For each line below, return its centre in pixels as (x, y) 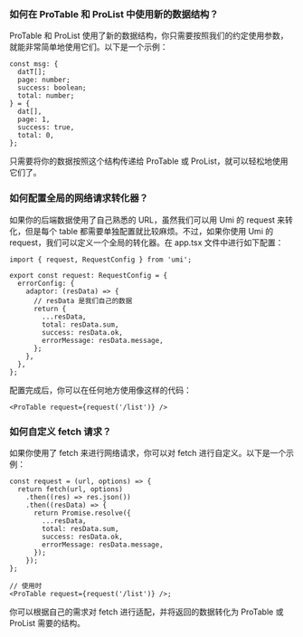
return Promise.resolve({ (82, 513)
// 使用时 (26, 585)
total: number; (46, 96)
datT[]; (32, 72)
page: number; (44, 80)
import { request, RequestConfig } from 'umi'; (101, 260)
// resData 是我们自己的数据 (83, 300)
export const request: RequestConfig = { (89, 275)
